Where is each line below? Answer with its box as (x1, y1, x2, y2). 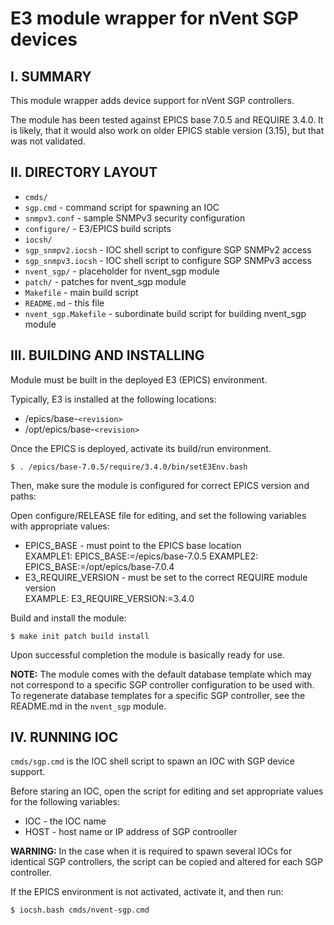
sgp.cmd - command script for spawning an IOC (24, 201, 220, 213)
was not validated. (10, 135, 86, 147)
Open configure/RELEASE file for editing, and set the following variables (10, 509, 307, 521)
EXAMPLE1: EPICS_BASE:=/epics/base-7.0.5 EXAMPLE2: (24, 550, 259, 562)
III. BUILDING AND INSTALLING (10, 347, 205, 364)
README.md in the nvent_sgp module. (10, 700, 167, 712)
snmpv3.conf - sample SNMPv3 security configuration (24, 212, 246, 224)
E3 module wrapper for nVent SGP (10, 7, 299, 30)
